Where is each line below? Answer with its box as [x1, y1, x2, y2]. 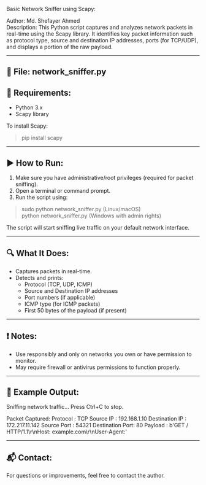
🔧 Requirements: [6, 87, 72, 98]
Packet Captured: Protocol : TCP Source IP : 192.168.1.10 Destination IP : [6, 415, 187, 422]
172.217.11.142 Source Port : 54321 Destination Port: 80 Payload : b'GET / [6, 422, 189, 429]
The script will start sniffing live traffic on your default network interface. [6, 224, 190, 231]
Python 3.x [15, 104, 43, 111]
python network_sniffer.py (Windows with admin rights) [21, 212, 161, 220]
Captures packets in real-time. [15, 267, 92, 275]
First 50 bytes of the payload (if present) [24, 306, 127, 314]
